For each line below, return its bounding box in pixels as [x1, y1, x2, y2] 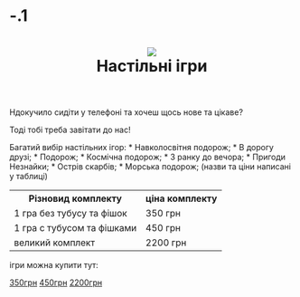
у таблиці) [9, 171, 48, 182]
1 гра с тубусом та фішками [14, 222, 137, 235]
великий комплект [14, 236, 96, 249]
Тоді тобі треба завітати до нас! [9, 124, 131, 136]
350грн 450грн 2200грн [9, 277, 102, 288]
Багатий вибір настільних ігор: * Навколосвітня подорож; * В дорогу [9, 142, 274, 153]
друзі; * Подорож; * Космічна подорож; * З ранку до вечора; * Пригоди [9, 151, 286, 163]
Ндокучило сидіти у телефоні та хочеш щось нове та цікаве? [9, 107, 244, 118]
